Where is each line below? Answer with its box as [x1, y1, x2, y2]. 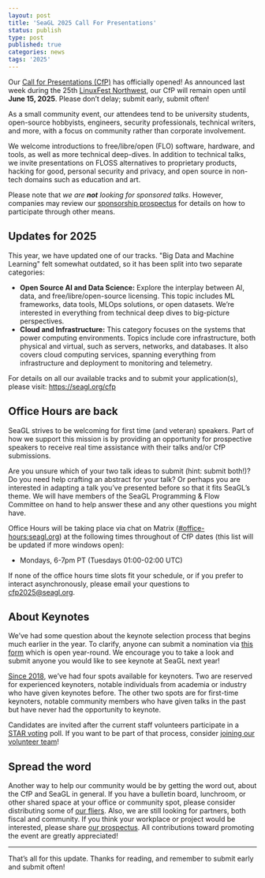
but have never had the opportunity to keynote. [8, 705, 162, 715]
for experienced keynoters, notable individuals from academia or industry [8, 680, 247, 689]
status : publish [8, 26, 62, 34]
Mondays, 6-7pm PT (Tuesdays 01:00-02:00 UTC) [19, 555, 183, 565]
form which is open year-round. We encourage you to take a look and [8, 648, 234, 657]
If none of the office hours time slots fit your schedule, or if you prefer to [8, 570, 244, 580]
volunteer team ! [8, 737, 59, 746]
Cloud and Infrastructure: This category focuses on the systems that [19, 324, 246, 334]
